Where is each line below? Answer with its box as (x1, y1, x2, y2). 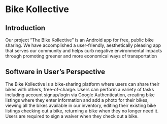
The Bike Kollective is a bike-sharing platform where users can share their (5, 81, 160, 87)
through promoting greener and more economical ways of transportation (5, 53, 157, 59)
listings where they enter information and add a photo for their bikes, (5, 97, 149, 103)
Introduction (5, 24, 46, 32)
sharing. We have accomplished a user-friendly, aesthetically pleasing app (5, 42, 161, 48)
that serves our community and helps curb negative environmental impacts (5, 48, 162, 53)
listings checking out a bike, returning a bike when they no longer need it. (5, 107, 159, 114)
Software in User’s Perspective (5, 68, 106, 76)
